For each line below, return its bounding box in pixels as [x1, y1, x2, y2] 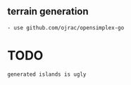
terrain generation [7, 6, 89, 18]
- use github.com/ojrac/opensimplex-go [7, 24, 125, 31]
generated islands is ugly [7, 70, 87, 78]
